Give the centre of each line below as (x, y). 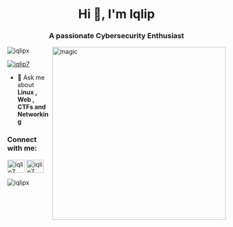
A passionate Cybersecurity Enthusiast (116, 36)
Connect (22, 140)
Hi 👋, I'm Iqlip (116, 14)
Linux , (27, 92)
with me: (22, 148)
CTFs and (32, 107)
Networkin (33, 114)
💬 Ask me (31, 78)
